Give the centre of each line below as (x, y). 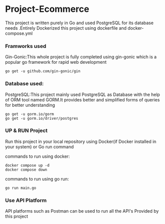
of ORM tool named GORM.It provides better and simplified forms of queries (82, 99)
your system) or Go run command (40, 146)
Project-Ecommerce (47, 9)
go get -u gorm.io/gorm (30, 114)
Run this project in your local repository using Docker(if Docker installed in (81, 141)
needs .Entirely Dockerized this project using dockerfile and (66, 28)
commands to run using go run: (37, 179)
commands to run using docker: (38, 156)
